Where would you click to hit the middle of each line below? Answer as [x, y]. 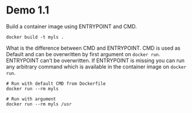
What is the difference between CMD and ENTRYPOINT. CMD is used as [93, 48]
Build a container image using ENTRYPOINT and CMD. [71, 26]
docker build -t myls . [35, 37]
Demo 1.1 [28, 10]
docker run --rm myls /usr [39, 104]
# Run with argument [31, 99]
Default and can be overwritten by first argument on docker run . [83, 54]
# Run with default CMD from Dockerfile [56, 83]
